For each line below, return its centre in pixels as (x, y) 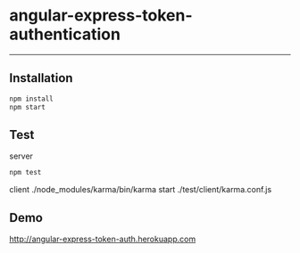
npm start (28, 107)
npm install (31, 99)
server (21, 156)
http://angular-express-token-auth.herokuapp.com (103, 239)
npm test (25, 173)
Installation (41, 78)
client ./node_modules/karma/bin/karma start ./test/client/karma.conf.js (141, 190)
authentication (65, 34)
